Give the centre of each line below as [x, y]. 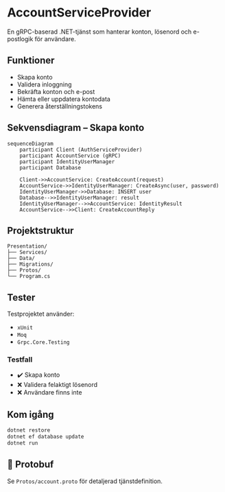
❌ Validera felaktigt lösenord [57, 385]
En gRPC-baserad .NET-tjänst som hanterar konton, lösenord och [99, 32]
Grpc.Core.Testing [43, 342]
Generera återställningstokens [60, 106]
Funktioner [31, 61]
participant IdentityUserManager [67, 162]
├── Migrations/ [30, 265]
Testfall [20, 360]
